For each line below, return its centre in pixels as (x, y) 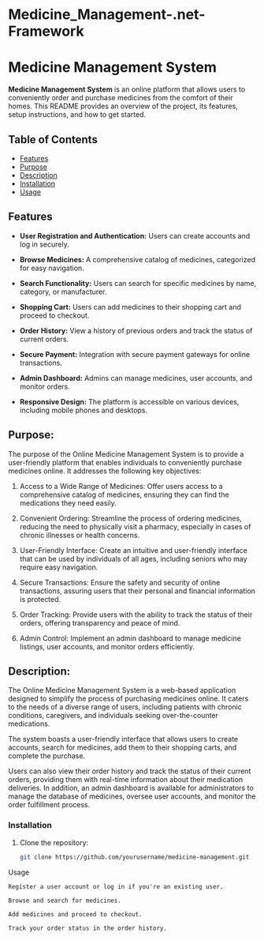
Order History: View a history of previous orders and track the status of (136, 330)
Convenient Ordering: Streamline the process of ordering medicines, (130, 518)
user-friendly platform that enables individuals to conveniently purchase (125, 462)
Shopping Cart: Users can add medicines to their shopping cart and (130, 306)
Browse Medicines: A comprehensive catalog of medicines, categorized (138, 259)
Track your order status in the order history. (88, 928)
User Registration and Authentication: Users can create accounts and (135, 235)
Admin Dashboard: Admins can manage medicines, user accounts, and (136, 378)
